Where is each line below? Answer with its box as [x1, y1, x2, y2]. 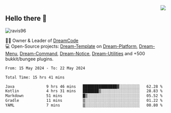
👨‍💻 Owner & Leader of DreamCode [5, 37, 79, 44]
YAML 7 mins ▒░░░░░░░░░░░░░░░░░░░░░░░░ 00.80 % [5, 103, 163, 108]
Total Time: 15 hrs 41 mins [5, 74, 65, 80]
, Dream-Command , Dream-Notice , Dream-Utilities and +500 [17, 50, 145, 56]
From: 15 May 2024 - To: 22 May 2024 [5, 65, 85, 70]
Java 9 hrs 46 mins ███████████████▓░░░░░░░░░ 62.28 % [5, 84, 163, 89]
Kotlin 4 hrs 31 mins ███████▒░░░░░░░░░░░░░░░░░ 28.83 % [5, 89, 163, 94]
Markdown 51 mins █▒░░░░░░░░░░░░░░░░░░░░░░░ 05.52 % [5, 93, 163, 98]
